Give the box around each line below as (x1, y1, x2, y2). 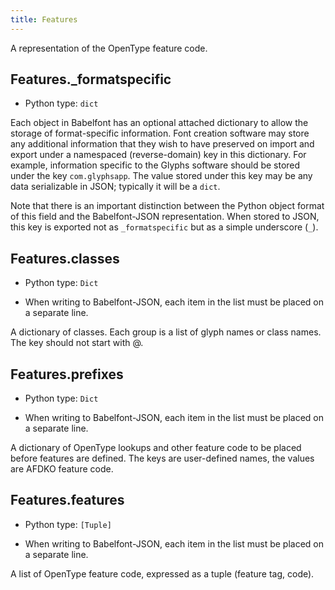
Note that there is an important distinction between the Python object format (10, 200, 325, 212)
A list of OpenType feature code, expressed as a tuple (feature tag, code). (10, 567, 315, 580)
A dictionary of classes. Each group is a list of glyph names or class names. (10, 326, 322, 338)
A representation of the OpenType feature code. (10, 42, 208, 54)
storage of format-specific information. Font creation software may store (10, 127, 310, 140)
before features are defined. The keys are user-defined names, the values (10, 452, 315, 465)
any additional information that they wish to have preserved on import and (10, 138, 315, 150)
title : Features (10, 14, 78, 25)
